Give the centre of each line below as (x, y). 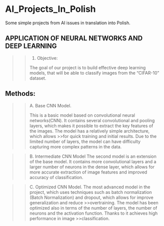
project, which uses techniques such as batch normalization (91, 192)
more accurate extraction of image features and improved (88, 172)
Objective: (47, 58)
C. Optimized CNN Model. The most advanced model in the (90, 187)
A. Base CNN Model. (50, 105)
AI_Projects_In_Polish (51, 9)
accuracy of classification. (56, 177)
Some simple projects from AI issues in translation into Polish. (68, 23)
